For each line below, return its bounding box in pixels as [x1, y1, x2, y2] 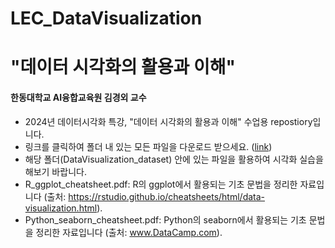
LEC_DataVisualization [10, 7, 203, 30]
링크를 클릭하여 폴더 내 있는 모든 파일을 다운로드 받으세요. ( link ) [24, 140, 273, 152]
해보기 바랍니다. [24, 165, 87, 177]
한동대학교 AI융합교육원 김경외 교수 [10, 91, 147, 103]
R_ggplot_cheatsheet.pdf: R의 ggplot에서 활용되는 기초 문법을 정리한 [24, 178, 298, 190]
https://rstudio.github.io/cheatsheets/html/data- [68, 190, 266, 202]
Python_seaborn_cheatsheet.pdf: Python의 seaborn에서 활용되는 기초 [24, 213, 307, 226]
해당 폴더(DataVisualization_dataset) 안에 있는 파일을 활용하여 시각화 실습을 [24, 153, 324, 165]
